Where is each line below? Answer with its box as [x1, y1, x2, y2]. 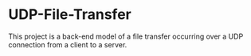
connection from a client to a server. [8, 39, 127, 49]
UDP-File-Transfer [8, 6, 131, 24]
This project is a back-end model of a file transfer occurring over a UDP [8, 32, 244, 41]
